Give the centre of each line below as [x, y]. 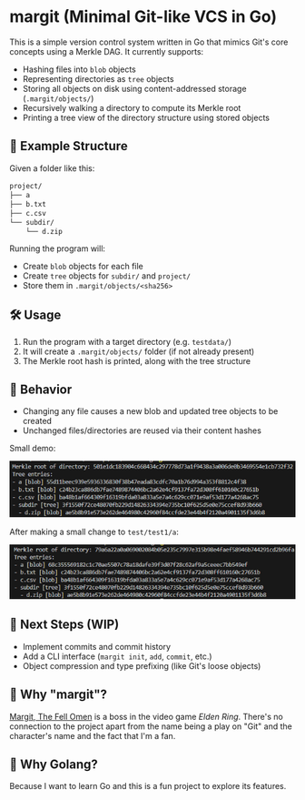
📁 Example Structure [69, 146]
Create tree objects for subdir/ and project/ [107, 276]
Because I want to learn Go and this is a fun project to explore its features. [148, 786]
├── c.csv [28, 213]
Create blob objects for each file [83, 266]
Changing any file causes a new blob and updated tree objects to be [150, 411]
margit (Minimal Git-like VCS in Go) [143, 17]
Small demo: [33, 449]
